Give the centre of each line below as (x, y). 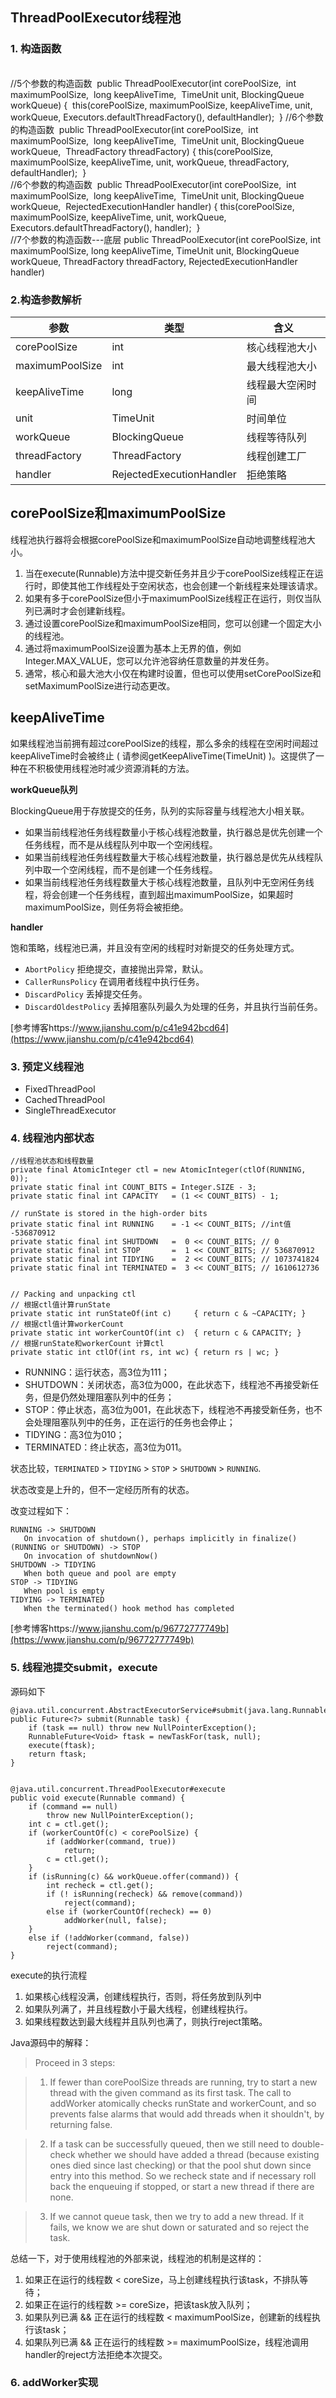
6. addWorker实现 (54, 2383)
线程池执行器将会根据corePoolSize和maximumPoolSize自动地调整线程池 (158, 539)
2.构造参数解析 (46, 300)
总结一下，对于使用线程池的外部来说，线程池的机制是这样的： (137, 2258)
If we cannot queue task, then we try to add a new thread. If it (177, 2216)
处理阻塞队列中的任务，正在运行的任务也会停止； (134, 1422)
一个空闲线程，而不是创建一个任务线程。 (134, 869)
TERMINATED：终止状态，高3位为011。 (106, 1447)
